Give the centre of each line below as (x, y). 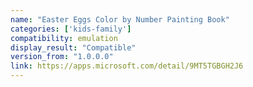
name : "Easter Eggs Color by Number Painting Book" (120, 19)
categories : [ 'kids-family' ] (71, 29)
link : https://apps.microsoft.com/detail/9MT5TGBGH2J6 (127, 66)
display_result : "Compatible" (73, 47)
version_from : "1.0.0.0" (62, 57)
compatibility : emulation (64, 38)
